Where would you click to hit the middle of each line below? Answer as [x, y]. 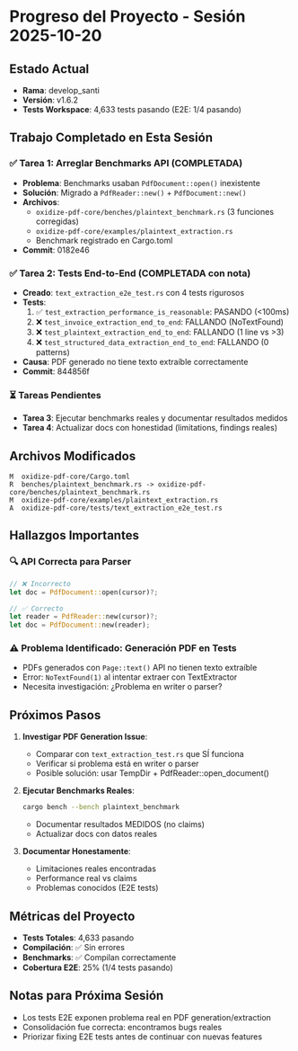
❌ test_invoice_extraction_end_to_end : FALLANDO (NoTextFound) [160, 322]
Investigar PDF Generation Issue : [85, 737]
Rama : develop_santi [61, 90]
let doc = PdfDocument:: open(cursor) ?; [84, 592]
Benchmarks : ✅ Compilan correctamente [99, 957]
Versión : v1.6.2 [50, 100]
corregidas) [57, 221]
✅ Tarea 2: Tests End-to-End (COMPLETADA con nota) [130, 273]
